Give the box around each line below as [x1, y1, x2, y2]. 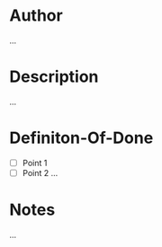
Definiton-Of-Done [9, 128, 154, 148]
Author [9, 5, 63, 26]
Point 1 [22, 157, 48, 168]
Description [9, 66, 99, 87]
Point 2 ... [22, 167, 58, 178]
